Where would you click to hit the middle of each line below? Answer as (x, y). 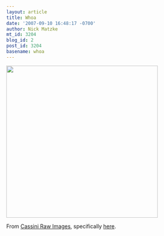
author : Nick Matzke (32, 29)
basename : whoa (25, 52)
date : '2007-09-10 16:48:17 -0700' (51, 23)
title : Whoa (21, 18)
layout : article (27, 12)
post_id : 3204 (24, 46)
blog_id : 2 (20, 40)
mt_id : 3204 (21, 35)
